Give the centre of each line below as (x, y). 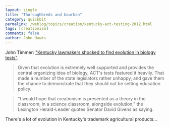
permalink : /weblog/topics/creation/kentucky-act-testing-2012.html (79, 24)
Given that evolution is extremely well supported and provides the (86, 67)
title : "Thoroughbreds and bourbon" (44, 15)
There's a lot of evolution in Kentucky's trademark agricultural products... (81, 119)
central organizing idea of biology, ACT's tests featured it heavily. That (91, 73)
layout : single (21, 10)
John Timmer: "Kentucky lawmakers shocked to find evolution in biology (80, 52)
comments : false (22, 33)
